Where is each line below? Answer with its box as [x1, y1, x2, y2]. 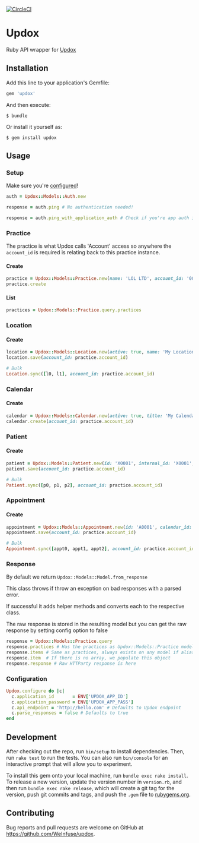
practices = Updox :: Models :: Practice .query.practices [6, 307, 142, 313]
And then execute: [6, 101, 51, 108]
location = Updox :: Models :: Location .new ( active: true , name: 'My [6, 349, 171, 355]
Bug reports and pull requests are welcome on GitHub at [6, 823, 144, 831]
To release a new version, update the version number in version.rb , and [6, 778, 182, 785]
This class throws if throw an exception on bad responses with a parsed [6, 585, 182, 592]
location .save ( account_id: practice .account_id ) [6, 355, 129, 361]
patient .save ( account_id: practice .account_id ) [6, 466, 126, 472]
